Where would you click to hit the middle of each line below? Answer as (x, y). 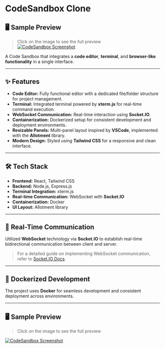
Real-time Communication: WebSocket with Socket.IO (68, 196)
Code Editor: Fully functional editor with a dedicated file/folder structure (85, 94)
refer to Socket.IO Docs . (41, 259)
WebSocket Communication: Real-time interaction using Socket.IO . (82, 114)
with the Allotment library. (39, 135)
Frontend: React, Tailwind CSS (43, 181)
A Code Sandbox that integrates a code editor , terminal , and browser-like (81, 56)
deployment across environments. (40, 296)
